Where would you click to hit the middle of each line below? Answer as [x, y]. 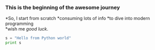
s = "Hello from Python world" [38, 38]
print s [13, 43]
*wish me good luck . [27, 29]
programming [20, 23]
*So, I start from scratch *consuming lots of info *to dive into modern [78, 18]
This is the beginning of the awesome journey [63, 7]
